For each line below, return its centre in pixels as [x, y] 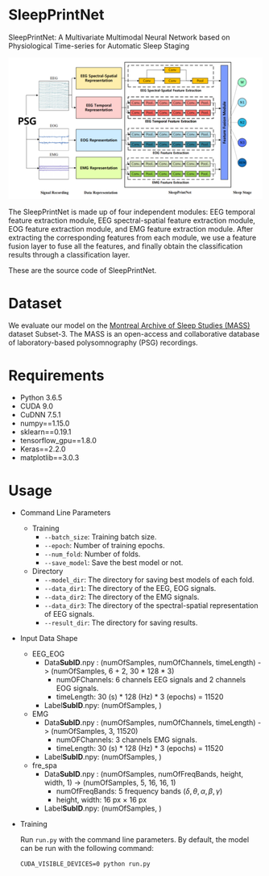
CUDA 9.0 [37, 406]
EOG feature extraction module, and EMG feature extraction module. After [131, 229]
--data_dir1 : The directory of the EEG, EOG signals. [130, 589]
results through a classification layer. [69, 255]
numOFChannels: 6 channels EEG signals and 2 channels [151, 680]
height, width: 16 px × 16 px [101, 800]
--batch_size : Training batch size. [100, 537]
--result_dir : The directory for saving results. [121, 622]
